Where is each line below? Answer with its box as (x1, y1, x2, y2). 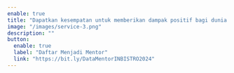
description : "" (7, 29, 55, 37)
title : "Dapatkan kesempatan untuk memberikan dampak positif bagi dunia (7, 17, 228, 24)
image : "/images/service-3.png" (7, 23, 102, 30)
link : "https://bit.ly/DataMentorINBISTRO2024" (13, 56, 156, 63)
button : (7, 36, 30, 43)
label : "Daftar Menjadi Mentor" (13, 49, 109, 56)
